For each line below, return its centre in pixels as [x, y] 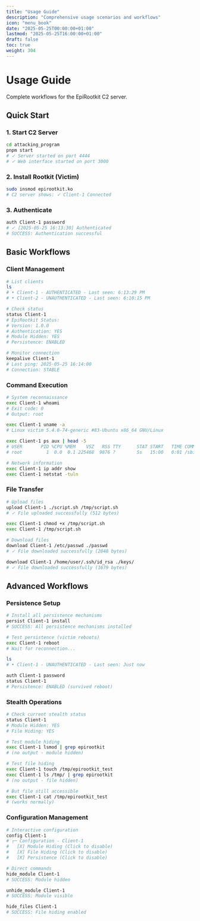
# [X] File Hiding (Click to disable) [57, 852]
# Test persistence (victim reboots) [53, 637]
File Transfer [25, 489]
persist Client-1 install [38, 621]
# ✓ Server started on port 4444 [48, 156]
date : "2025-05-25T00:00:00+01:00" [50, 28]
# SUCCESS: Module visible [40, 896]
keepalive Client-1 [30, 359]
